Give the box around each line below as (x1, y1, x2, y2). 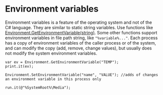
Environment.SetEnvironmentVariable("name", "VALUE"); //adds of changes (5, 72, 159, 77)
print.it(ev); (5, 64, 34, 69)
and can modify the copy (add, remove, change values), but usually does (5, 45, 152, 51)
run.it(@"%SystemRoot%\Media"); (5, 85, 71, 90)
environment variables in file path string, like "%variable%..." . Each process (5, 35, 158, 41)
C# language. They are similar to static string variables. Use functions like (5, 24, 153, 30)
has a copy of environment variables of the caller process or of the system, (5, 40, 156, 46)
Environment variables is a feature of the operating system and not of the (5, 19, 152, 25)
